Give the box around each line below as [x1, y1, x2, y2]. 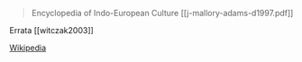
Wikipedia [9, 42, 47, 53]
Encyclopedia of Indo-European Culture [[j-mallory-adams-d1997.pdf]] [31, 8, 294, 18]
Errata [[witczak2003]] [9, 25, 95, 35]
